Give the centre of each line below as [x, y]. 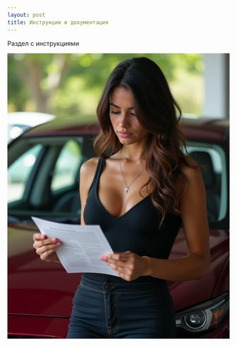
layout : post [26, 15]
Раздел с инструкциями [43, 43]
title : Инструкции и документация [58, 22]
